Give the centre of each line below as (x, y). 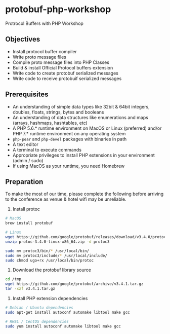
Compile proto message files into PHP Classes (61, 62)
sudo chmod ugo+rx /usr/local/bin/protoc (50, 260)
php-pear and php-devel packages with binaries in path (70, 139)
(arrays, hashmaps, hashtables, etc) (50, 123)
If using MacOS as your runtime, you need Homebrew (69, 166)
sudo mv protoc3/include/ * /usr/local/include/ (56, 255)
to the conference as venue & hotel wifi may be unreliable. (66, 199)
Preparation (24, 182)
